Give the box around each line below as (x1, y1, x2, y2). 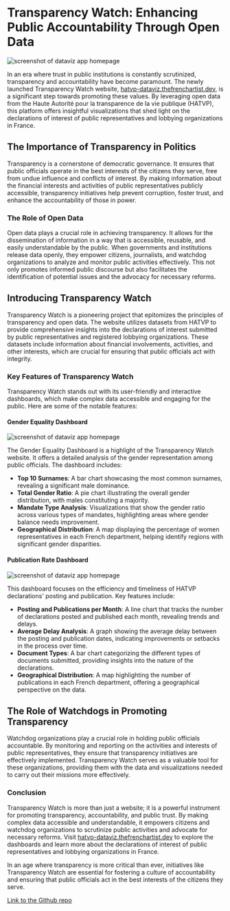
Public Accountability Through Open (7, 19, 220, 35)
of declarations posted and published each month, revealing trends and (16, 612, 220, 620)
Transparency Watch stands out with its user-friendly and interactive (7, 387, 201, 396)
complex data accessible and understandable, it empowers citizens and (7, 818, 210, 826)
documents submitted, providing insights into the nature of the (16, 656, 194, 664)
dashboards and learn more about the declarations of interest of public (7, 840, 207, 848)
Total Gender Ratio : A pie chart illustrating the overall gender (16, 489, 190, 497)
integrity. (7, 354, 32, 362)
